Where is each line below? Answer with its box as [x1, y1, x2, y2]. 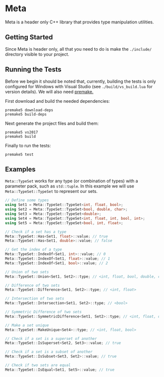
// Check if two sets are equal [5, 363, 71, 368]
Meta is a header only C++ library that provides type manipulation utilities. [5, 19, 154, 25]
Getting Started [5, 33, 53, 41]
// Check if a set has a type [5, 229, 67, 234]
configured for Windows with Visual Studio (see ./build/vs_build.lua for [5, 83, 153, 89]
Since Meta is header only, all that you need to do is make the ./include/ [5, 46, 152, 52]
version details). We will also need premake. [5, 89, 94, 94]
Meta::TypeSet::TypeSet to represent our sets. [5, 188, 98, 194]
